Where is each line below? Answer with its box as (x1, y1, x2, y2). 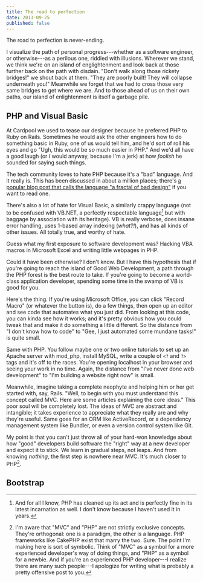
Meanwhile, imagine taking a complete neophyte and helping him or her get (6, 383, 195, 390)
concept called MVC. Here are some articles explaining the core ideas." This (6, 396, 196, 403)
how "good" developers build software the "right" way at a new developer (6, 439, 190, 447)
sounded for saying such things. (6, 159, 86, 166)
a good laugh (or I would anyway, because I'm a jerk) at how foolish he (6, 152, 182, 160)
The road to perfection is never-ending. (6, 37, 105, 44)
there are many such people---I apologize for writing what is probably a (14, 563, 194, 570)
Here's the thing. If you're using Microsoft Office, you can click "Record (6, 296, 184, 303)
